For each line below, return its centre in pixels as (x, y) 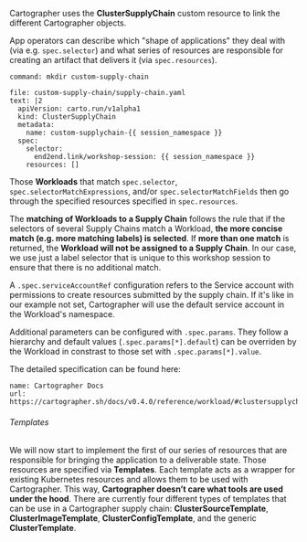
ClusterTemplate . (43, 528)
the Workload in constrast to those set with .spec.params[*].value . (136, 351)
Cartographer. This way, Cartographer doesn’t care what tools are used (146, 489)
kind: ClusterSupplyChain (67, 117)
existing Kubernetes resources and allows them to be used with (129, 480)
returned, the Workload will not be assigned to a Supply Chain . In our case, (153, 248)
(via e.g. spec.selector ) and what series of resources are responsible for (147, 50)
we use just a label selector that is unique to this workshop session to (140, 258)
